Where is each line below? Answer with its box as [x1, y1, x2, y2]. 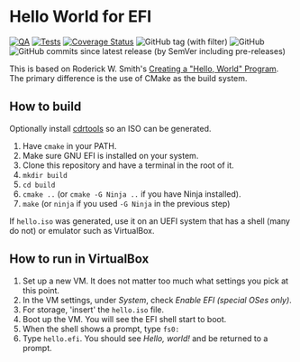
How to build [9, 99, 82, 115]
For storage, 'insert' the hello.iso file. [22, 304, 165, 315]
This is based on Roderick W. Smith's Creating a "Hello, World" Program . [9, 63, 279, 74]
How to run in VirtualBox [9, 251, 150, 267]
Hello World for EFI [9, 6, 152, 27]
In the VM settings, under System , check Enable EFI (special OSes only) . [22, 294, 293, 305]
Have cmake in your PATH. [22, 140, 117, 151]
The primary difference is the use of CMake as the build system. [9, 72, 248, 83]
